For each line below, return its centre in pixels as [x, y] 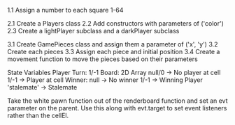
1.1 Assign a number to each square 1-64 [65, 10]
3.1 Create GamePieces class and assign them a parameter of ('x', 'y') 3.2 [113, 44]
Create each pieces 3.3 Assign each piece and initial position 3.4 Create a [114, 52]
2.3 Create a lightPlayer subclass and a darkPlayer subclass [93, 31]
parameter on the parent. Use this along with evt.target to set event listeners [117, 108]
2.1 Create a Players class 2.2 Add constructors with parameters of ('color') [115, 23]
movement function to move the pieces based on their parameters [102, 59]
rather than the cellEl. [38, 115]
